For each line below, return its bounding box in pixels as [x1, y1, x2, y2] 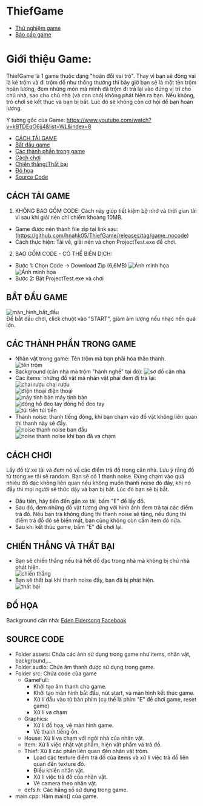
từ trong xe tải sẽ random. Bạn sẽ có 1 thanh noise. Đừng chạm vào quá [6, 473, 185, 480]
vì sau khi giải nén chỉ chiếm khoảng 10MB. [15, 213, 123, 221]
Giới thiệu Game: [6, 52, 92, 66]
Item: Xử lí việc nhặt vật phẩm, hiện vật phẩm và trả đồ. [24, 740, 162, 748]
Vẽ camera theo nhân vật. [33, 779, 98, 787]
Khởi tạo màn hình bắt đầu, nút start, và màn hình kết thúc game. [33, 689, 195, 697]
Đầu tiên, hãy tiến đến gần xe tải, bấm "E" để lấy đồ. [15, 497, 145, 505]
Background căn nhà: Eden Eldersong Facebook [6, 616, 127, 624]
